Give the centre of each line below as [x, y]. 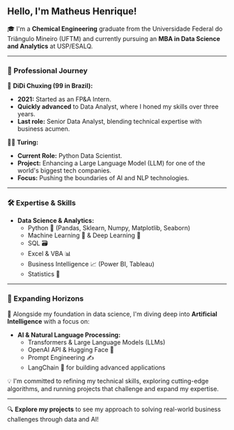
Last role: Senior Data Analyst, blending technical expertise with [109, 122]
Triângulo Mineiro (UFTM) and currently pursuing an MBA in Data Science [114, 38]
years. [26, 114]
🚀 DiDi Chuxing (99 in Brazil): [50, 86]
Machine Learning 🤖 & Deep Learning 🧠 [84, 235]
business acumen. [44, 129]
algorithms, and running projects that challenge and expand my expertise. [113, 388]
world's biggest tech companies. [64, 170]
